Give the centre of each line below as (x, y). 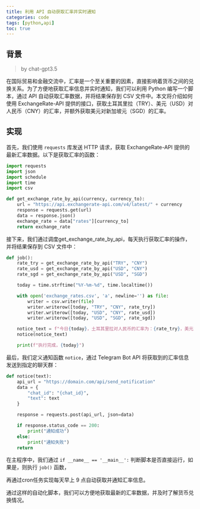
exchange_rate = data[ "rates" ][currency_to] (73, 221)
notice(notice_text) (42, 335)
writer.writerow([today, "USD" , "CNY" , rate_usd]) (92, 312)
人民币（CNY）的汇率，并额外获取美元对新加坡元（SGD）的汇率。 (88, 111)
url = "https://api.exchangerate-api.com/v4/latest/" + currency (100, 205)
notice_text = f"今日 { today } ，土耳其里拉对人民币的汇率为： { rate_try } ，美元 (105, 329)
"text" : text (44, 398)
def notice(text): (29, 376)
